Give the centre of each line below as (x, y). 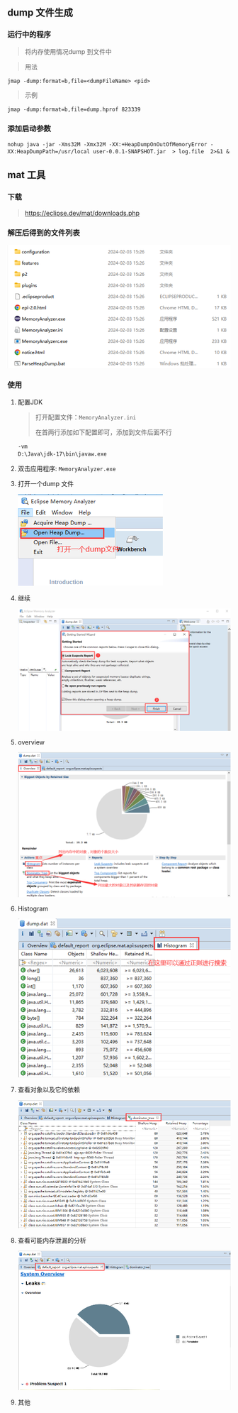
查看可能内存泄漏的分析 (52, 1240)
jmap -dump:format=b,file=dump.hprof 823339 (74, 109)
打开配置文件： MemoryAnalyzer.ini (86, 417)
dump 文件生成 (40, 13)
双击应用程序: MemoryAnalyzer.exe (67, 468)
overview (31, 742)
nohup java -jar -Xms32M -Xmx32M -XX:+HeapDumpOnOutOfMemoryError (107, 144)
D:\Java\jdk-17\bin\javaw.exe (62, 454)
